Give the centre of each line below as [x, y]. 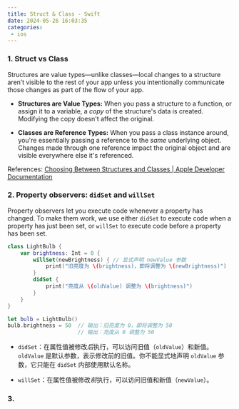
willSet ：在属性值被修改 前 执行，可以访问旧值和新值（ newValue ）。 [115, 380]
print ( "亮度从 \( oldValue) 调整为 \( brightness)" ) [119, 286]
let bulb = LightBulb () [43, 319]
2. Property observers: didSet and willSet [81, 195]
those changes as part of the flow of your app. [76, 89]
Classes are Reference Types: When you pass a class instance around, [123, 132]
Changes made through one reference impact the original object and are [124, 148]
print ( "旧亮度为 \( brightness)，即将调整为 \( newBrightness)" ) [136, 266]
